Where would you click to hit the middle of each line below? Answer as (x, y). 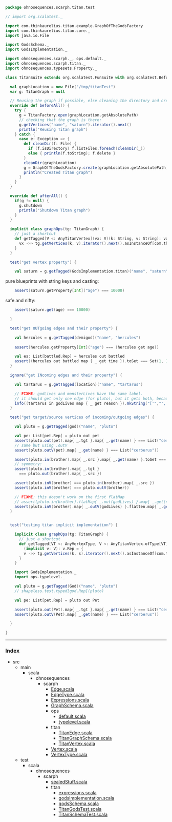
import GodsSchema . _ (27, 45)
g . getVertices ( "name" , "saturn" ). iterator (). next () (75, 125)
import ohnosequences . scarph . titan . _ (46, 64)
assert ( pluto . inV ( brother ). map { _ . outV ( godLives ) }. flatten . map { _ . (89, 506)
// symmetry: (28, 464)
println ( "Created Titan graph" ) (58, 172)
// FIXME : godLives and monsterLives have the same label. (79, 394)
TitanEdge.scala (76, 733)
